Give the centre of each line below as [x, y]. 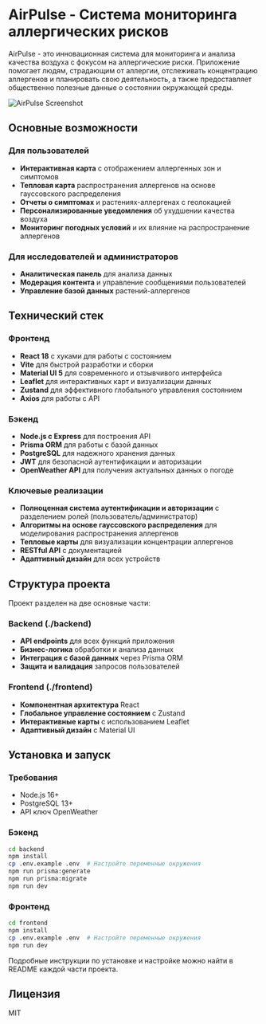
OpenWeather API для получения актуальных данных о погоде [127, 470]
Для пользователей [49, 151]
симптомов [39, 176]
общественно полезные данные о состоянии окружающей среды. [121, 87]
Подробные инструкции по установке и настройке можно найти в [121, 960]
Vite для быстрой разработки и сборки [86, 364]
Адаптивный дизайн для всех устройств [90, 559]
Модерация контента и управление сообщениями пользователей [133, 282]
